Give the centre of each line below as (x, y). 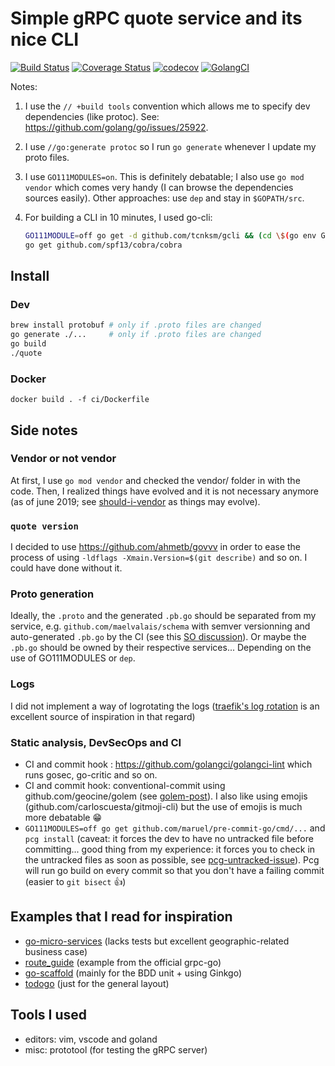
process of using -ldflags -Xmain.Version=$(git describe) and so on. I (159, 558)
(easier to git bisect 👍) (75, 882)
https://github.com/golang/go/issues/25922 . (116, 127)
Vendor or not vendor (63, 459)
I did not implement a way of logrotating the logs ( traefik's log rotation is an (165, 706)
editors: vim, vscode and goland (91, 1039)
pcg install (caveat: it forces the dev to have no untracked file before (169, 839)
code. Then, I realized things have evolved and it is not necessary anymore (164, 491)
